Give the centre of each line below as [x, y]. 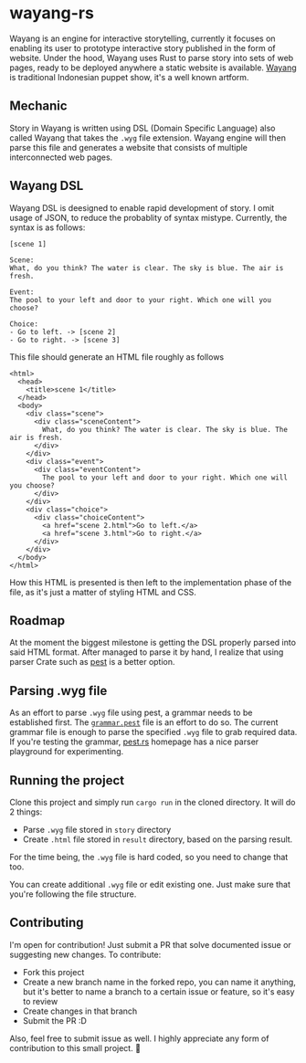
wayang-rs [52, 13]
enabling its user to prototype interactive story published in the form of [142, 47]
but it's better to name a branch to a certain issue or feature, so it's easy [158, 991]
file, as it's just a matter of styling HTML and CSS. [103, 592]
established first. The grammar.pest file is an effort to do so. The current [144, 722]
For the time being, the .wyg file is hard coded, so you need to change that [149, 857]
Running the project [67, 780]
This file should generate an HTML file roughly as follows [117, 357]
